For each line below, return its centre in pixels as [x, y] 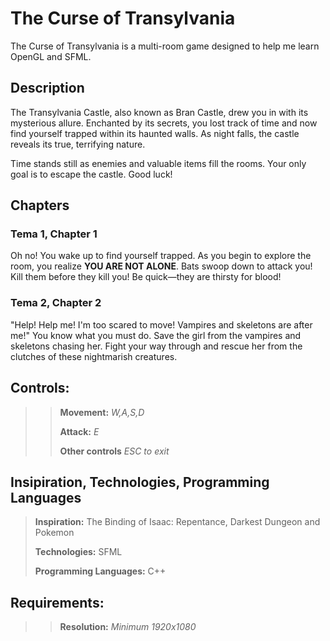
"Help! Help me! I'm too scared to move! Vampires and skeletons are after [161, 324]
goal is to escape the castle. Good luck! [91, 174]
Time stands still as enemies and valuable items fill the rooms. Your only [158, 163]
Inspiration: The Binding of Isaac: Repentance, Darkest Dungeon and [177, 522]
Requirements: [57, 602]
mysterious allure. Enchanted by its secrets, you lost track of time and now [164, 123]
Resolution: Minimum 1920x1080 [128, 627]
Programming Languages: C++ [100, 571]
